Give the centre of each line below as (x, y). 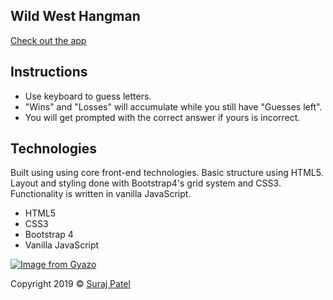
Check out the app (48, 40)
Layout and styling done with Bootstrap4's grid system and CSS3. (146, 183)
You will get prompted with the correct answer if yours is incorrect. (162, 117)
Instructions (49, 72)
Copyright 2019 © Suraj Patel (70, 284)
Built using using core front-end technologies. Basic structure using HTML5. (167, 173)
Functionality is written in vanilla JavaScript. (101, 194)
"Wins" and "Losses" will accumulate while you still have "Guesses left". (173, 106)
